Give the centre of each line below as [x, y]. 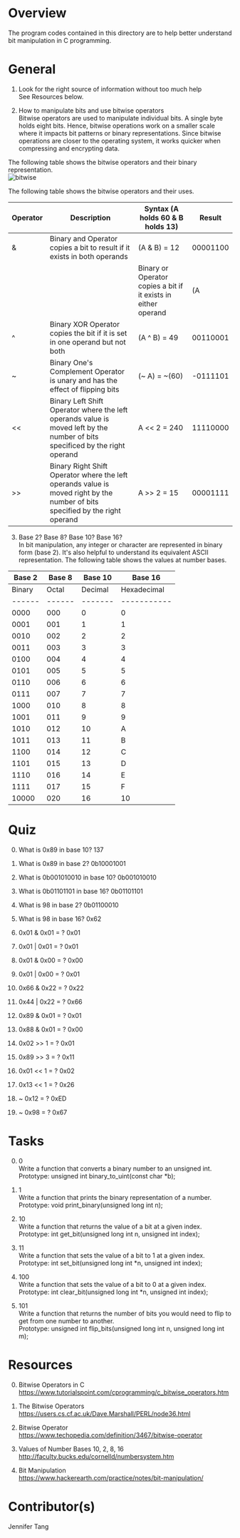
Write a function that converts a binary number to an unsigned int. [115, 1168]
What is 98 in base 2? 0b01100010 [69, 905]
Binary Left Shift [77, 401]
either [148, 303]
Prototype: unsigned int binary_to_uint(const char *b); [97, 1176]
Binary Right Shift [79, 466]
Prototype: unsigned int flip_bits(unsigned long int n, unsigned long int [121, 1328]
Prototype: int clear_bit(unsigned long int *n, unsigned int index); [113, 1292]
